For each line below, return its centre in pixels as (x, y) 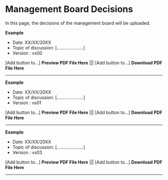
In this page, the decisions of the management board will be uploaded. (78, 23)
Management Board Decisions (69, 9)
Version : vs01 (27, 102)
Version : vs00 (27, 53)
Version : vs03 (27, 152)
